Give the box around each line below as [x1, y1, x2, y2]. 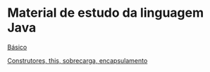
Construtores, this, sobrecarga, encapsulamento [7, 56, 148, 64]
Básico [7, 43, 27, 51]
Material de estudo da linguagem [7, 5, 204, 21]
